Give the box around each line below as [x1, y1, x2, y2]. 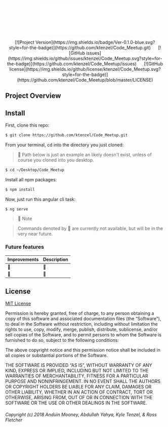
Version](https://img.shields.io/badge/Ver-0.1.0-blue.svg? [35, 39, 155, 45]
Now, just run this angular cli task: [5, 196, 76, 202]
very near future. [17, 231, 53, 237]
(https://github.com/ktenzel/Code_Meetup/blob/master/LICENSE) [17, 76, 153, 83]
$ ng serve [5, 207, 28, 212]
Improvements [7, 256, 39, 262]
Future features [5, 244, 45, 251]
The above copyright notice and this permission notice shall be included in [5, 347, 160, 353]
